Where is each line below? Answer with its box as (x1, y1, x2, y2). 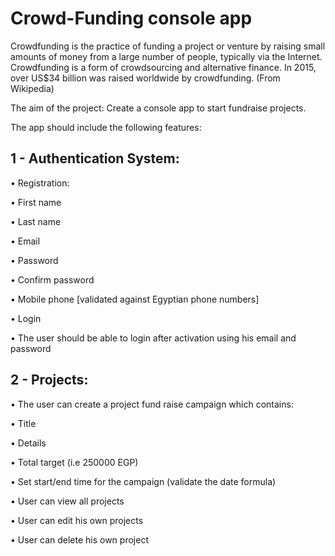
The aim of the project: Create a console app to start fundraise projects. (10, 102, 307, 114)
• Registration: (10, 177, 70, 189)
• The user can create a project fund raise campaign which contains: (10, 398, 294, 410)
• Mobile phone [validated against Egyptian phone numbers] (10, 293, 260, 305)
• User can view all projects (10, 495, 125, 507)
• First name (10, 196, 62, 208)
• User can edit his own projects (10, 514, 144, 526)
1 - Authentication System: (10, 150, 180, 167)
